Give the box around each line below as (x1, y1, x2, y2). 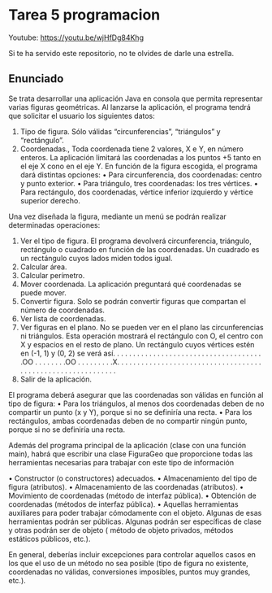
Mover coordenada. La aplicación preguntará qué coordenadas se (19, 279, 242, 289)
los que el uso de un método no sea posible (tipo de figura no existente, (8, 558, 249, 568)
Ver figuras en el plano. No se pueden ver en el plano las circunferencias (19, 322, 264, 332)
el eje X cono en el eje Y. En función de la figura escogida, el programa (19, 161, 258, 171)
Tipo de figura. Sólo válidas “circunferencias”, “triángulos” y (19, 126, 221, 136)
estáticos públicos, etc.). (8, 534, 91, 543)
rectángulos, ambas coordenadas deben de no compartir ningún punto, (8, 416, 248, 425)
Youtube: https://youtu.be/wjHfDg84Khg (8, 33, 145, 42)
